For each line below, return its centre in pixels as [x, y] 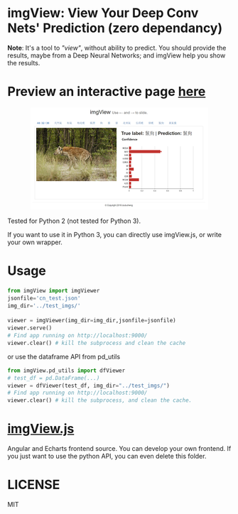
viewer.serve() [30, 328]
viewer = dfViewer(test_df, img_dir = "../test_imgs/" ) [89, 385]
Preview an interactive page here [107, 92]
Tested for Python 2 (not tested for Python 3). [74, 221]
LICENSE [34, 485]
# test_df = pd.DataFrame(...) [54, 378]
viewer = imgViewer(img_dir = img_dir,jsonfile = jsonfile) [92, 321]
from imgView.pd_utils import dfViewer [66, 371]
